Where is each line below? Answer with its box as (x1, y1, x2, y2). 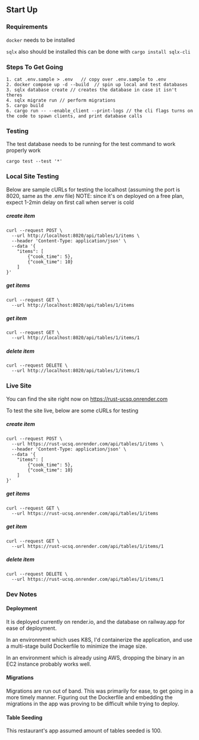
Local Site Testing (6, 172, 59, 181)
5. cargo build (6, 102, 44, 108)
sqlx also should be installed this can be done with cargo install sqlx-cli (6, 48, 191, 55)
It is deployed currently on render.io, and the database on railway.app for (6, 618, 185, 625)
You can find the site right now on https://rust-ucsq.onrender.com (6, 395, 168, 403)
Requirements (6, 23, 48, 31)
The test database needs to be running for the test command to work (6, 141, 176, 148)
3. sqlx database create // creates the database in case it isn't (6, 87, 178, 93)
